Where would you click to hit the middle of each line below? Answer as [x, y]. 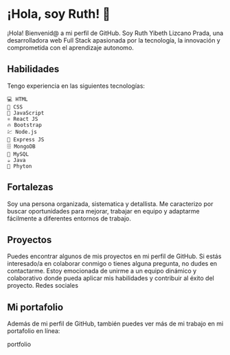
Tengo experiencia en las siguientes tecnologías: [76, 86]
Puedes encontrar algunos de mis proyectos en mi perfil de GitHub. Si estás [114, 256]
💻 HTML [18, 99]
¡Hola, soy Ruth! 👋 [59, 14]
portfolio [19, 344]
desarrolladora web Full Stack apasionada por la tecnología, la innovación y [114, 40]
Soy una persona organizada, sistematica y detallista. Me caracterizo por [110, 204]
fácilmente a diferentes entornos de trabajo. [69, 218]
